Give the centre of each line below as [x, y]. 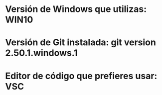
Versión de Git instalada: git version [81, 43]
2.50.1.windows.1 [42, 53]
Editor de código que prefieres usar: [81, 76]
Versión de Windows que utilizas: [76, 9]
